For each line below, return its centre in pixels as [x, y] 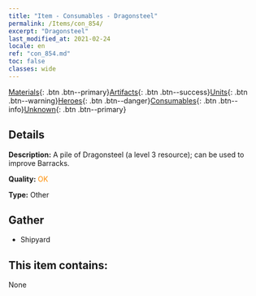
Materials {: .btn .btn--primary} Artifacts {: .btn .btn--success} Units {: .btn [128, 92]
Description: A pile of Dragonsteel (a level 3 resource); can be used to [126, 155]
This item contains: [58, 265]
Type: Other [29, 194]
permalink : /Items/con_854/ [56, 24]
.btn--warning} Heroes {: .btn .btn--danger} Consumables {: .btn [113, 100]
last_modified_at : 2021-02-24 [60, 39]
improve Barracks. [39, 163]
